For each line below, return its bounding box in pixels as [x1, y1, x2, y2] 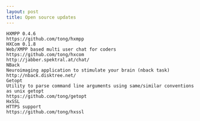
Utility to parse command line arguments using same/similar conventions [6, 83, 195, 89]
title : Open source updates [6, 14, 77, 20]
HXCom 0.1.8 [6, 41, 36, 47]
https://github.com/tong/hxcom [6, 51, 84, 57]
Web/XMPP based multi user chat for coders [6, 46, 117, 52]
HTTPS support [6, 104, 42, 110]
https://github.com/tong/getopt [6, 93, 87, 99]
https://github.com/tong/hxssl [6, 108, 84, 115]
